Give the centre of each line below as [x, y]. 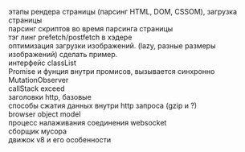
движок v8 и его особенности [59, 140]
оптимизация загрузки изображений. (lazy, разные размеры [112, 46]
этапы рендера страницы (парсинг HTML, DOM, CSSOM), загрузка [123, 12]
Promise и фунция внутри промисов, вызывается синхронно [112, 71]
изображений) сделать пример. [63, 54]
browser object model [45, 114]
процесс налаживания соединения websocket [88, 123]
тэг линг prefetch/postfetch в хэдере [70, 37]
